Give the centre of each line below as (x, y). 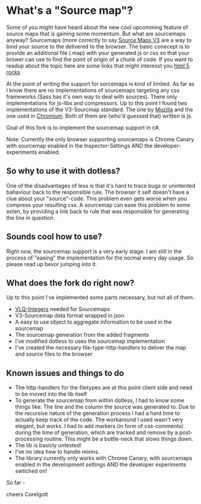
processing (29, 439)
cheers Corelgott (27, 494)
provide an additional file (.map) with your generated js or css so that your (98, 53)
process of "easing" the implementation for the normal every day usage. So (100, 258)
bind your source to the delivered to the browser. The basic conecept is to (98, 46)
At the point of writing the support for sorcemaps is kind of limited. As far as (100, 84)
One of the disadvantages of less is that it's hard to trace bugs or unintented (101, 185)
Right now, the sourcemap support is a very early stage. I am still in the (94, 251)
